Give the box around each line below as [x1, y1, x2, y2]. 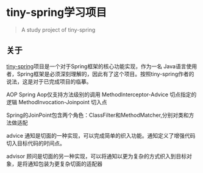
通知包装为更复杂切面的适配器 [27, 160, 102, 168]
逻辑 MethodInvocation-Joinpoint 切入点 [6, 98, 108, 105]
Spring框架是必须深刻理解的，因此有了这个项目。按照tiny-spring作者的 [16, 70, 194, 77]
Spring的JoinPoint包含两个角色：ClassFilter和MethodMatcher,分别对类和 [6, 111, 189, 119]
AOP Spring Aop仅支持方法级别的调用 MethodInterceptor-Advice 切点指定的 [6, 91, 197, 98]
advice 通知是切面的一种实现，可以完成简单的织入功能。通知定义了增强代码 [6, 132, 196, 139]
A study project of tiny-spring [21, 26, 96, 34]
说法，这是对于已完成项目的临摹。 [6, 77, 92, 85]
